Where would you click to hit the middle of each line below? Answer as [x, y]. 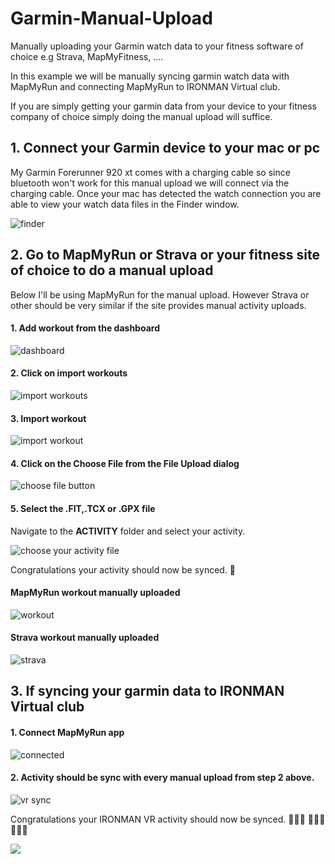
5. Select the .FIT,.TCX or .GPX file [83, 508]
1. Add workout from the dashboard [85, 328]
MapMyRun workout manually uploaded [95, 593]
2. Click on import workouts [69, 373]
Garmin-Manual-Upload [111, 18]
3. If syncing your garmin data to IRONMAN [147, 691]
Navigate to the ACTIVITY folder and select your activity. [128, 531]
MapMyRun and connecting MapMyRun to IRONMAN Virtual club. [145, 86]
